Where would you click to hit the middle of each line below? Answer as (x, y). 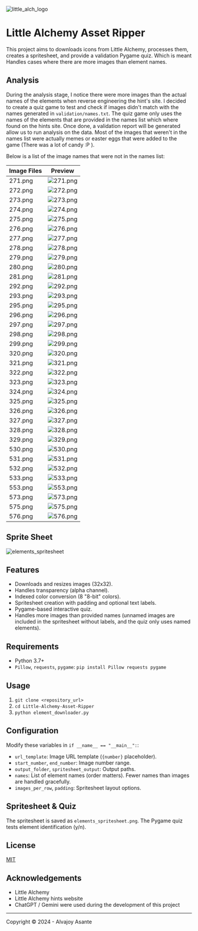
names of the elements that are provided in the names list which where (92, 119)
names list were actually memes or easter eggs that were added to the (92, 138)
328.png (21, 430)
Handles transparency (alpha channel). (62, 591)
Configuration (32, 731)
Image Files (26, 171)
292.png (21, 286)
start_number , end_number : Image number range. (73, 763)
